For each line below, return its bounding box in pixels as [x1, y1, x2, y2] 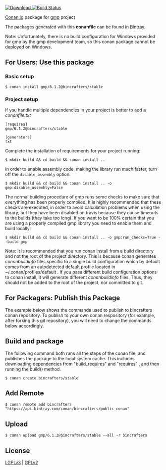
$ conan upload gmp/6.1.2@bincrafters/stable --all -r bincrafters [5, 433, 148, 438]
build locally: [5, 225, 31, 231]
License [5, 446, 30, 455]
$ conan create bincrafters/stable [5, 376, 79, 380]
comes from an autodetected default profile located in [5, 264, 115, 270]
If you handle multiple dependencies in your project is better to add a [5, 107, 146, 113]
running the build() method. [5, 366, 61, 372]
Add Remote [5, 389, 44, 397]
